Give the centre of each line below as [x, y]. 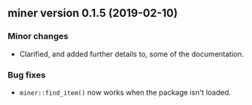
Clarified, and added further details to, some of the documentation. [132, 54]
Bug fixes [27, 74]
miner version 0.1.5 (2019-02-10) [93, 13]
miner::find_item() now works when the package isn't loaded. [125, 92]
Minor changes [38, 36]
